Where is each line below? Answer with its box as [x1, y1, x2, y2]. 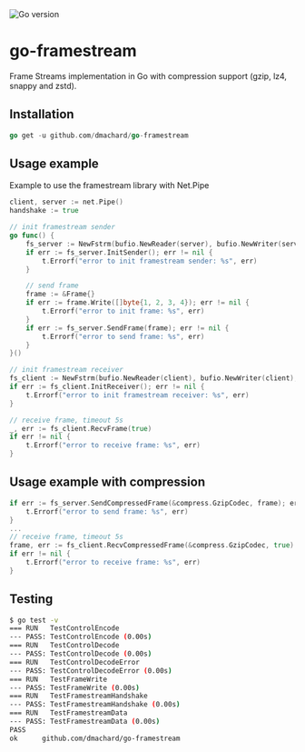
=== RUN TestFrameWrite [9, 675, 107, 684]
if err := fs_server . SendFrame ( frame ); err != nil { [25, 323, 230, 333]
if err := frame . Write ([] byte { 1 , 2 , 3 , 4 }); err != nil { [25, 298, 250, 307]
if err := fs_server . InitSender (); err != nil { [25, 247, 213, 257]
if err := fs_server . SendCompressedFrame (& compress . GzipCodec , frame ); [9, 498, 286, 507]
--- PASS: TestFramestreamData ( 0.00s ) [9, 717, 161, 727]
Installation [9, 106, 74, 122]
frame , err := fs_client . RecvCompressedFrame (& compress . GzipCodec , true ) [9, 541, 295, 550]
